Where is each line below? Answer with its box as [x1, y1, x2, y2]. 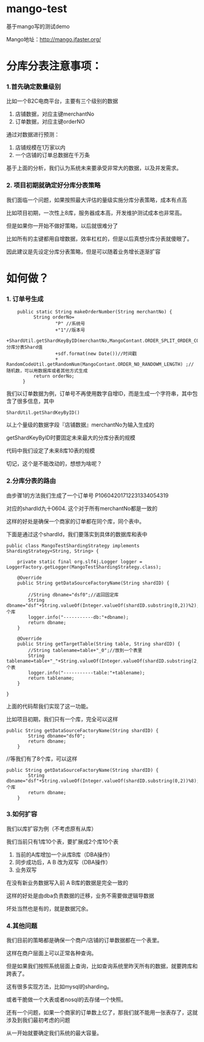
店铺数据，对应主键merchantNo [15, 110, 95, 117]
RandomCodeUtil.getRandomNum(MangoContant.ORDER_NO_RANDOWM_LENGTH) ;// [6, 362, 194, 368]
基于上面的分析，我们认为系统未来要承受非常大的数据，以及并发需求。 [6, 164, 182, 172]
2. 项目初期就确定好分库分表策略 [6, 181, 101, 190]
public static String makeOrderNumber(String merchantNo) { [17, 309, 172, 315]
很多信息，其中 [16, 397, 55, 405]
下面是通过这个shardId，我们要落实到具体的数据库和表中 [6, 530, 148, 537]
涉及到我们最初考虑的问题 [6, 1016, 70, 1024]
